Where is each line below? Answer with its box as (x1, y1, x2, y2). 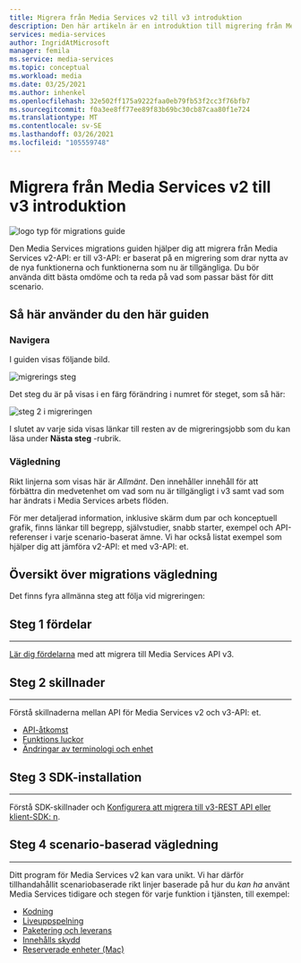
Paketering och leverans (21, 924, 112, 935)
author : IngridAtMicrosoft (9, 38, 110, 48)
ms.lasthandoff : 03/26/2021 (9, 130, 115, 139)
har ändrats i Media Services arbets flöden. (9, 495, 169, 506)
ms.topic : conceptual (9, 64, 90, 73)
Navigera (9, 334, 50, 346)
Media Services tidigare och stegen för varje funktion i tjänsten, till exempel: (9, 889, 290, 899)
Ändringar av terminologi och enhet (21, 743, 154, 754)
